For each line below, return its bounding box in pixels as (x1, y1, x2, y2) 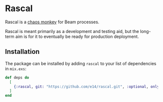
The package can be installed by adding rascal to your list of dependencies (5, 60, 157, 66)
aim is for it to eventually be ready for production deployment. (15, 34, 139, 39)
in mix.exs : (5, 66, 27, 71)
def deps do (5, 75, 29, 80)
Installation (5, 48, 40, 56)
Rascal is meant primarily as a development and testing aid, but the (5, 28, 139, 34)
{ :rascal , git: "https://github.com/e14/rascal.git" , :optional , (14, 84, 149, 89)
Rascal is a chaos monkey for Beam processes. (5, 19, 99, 25)
